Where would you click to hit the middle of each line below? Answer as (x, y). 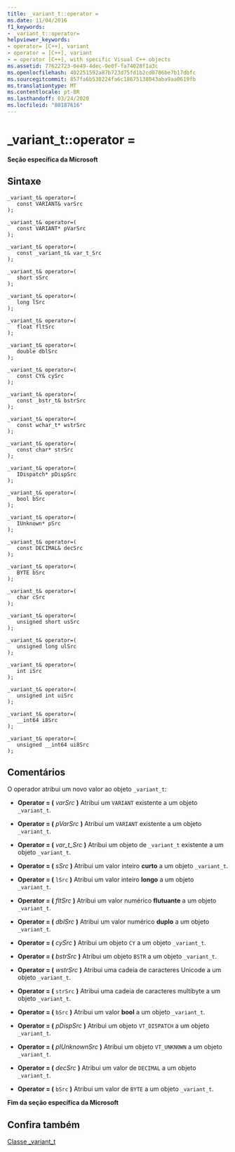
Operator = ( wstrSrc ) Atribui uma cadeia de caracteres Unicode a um (119, 970)
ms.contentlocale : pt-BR (43, 92)
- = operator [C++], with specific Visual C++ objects (89, 60)
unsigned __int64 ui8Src (53, 745)
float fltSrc (35, 327)
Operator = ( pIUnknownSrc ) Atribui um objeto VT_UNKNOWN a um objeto (120, 1047)
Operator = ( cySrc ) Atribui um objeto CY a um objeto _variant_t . (112, 943)
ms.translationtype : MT (42, 86)
